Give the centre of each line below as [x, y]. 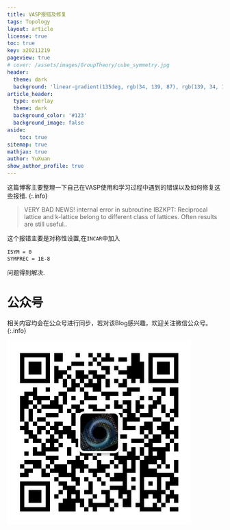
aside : [16, 130]
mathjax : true [27, 152]
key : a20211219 [29, 51]
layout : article [30, 29]
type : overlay [33, 101]
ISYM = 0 [20, 252]
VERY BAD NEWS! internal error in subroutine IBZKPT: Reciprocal [116, 210]
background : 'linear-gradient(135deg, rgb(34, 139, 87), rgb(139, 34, [116, 87]
